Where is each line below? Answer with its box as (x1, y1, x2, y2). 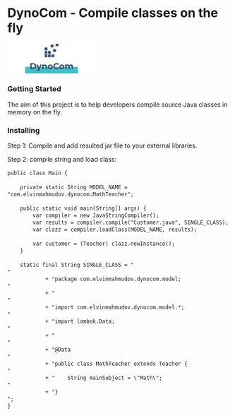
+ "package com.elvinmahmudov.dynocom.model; (44, 275, 181, 283)
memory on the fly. (7, 107, 62, 116)
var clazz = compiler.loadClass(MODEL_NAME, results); (32, 226, 198, 234)
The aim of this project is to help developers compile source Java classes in (7, 100, 228, 109)
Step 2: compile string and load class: (7, 155, 117, 164)
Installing (7, 125, 40, 135)
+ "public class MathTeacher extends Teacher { (44, 360, 188, 368)
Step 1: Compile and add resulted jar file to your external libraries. (7, 141, 198, 150)
